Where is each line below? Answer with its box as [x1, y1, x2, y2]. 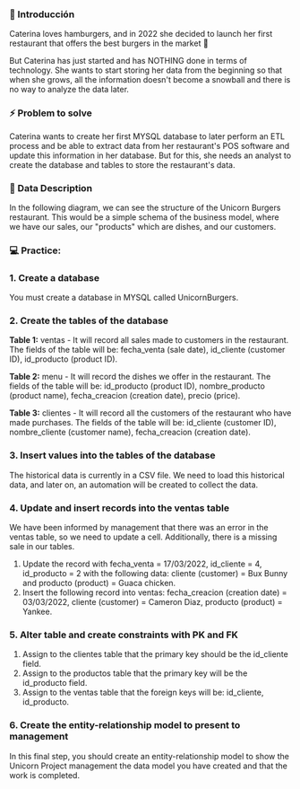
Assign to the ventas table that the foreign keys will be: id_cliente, [21, 687, 264, 698]
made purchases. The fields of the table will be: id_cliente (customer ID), [9, 417, 277, 428]
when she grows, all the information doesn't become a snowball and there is [9, 75, 291, 85]
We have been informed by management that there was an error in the [9, 522, 269, 532]
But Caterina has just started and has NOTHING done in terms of [9, 56, 248, 66]
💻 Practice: [9, 244, 62, 257]
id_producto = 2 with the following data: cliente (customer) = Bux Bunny [21, 568, 288, 578]
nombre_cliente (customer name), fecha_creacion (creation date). [9, 426, 251, 438]
